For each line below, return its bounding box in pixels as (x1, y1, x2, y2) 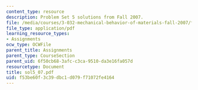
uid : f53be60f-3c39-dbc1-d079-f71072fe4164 (6, 75, 115, 81)
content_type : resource (6, 8, 65, 15)
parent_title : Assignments (6, 47, 72, 53)
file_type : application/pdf (6, 25, 75, 31)
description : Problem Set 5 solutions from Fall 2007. (6, 14, 144, 20)
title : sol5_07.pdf (6, 69, 54, 75)
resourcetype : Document (6, 63, 65, 70)
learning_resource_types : (6, 31, 70, 37)
